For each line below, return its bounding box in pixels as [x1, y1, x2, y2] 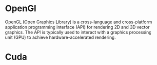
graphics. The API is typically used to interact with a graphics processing [5, 29, 152, 35]
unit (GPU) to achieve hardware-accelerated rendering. [5, 34, 116, 40]
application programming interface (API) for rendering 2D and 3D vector [5, 24, 150, 30]
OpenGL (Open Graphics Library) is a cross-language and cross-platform [5, 19, 152, 25]
